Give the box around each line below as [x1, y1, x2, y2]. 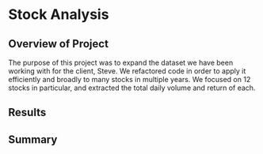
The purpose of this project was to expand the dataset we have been [8, 58, 234, 67]
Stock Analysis [8, 6, 109, 24]
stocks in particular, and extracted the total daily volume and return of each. [8, 83, 256, 92]
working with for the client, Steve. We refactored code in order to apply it [8, 66, 246, 76]
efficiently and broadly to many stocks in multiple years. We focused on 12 [8, 75, 251, 84]
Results [8, 106, 47, 119]
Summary [8, 133, 58, 146]
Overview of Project [8, 37, 109, 51]
